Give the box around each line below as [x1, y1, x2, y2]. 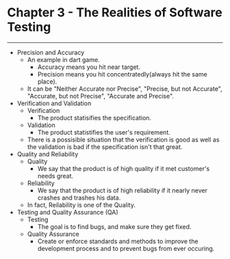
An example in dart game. [27, 55, 101, 64]
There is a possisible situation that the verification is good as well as [27, 135, 220, 144]
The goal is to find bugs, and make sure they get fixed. [37, 222, 192, 230]
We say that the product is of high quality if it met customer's [37, 164, 210, 172]
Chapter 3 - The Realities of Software [7, 5, 222, 21]
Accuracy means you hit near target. [37, 63, 140, 71]
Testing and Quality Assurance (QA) [16, 208, 118, 216]
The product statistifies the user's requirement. [37, 128, 171, 136]
